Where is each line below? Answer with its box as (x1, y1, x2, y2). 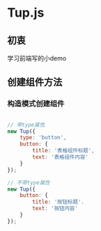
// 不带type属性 (7, 179, 50, 186)
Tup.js (7, 5, 45, 21)
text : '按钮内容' (32, 205, 79, 212)
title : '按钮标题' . (32, 198, 85, 206)
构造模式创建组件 (7, 99, 65, 109)
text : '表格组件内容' (32, 154, 88, 161)
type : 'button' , (20, 134, 68, 141)
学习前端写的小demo (7, 54, 67, 62)
